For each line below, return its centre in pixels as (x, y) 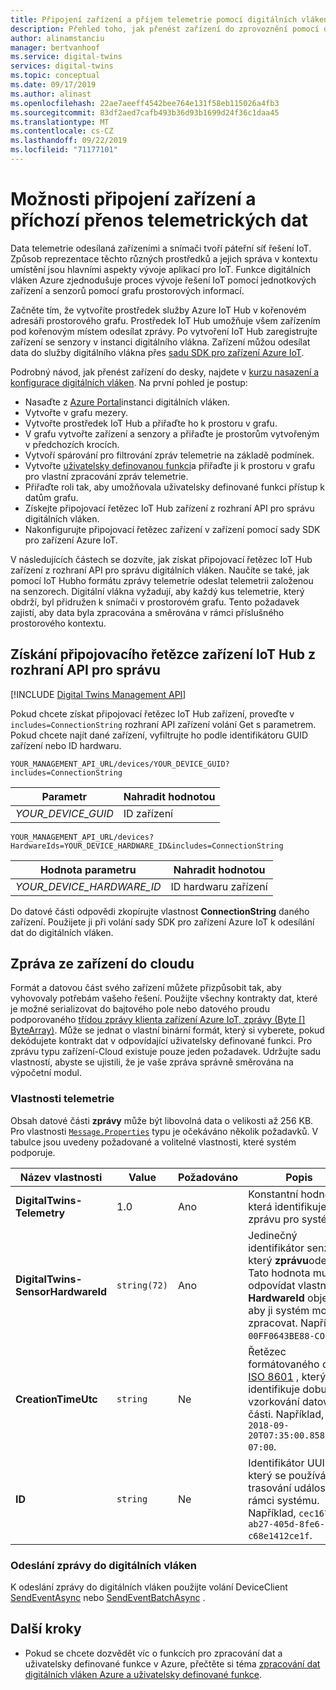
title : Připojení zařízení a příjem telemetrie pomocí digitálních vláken (169, 19)
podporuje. (33, 1152)
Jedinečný (273, 1235)
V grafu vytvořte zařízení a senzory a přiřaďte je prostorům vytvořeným (172, 433)
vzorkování (274, 1401)
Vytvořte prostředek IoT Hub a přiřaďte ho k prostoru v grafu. (151, 423)
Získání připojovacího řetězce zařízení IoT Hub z (163, 654)
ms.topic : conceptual (55, 76)
